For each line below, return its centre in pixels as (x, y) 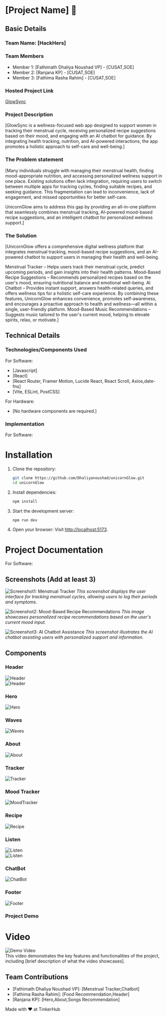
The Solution (21, 235)
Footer (13, 893)
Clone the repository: (34, 469)
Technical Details (33, 336)
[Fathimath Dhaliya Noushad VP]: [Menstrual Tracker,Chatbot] (76, 989)
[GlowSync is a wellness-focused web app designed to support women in (81, 125)
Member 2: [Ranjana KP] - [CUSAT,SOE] (54, 72)
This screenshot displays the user (111, 591)
